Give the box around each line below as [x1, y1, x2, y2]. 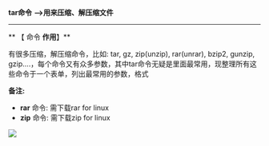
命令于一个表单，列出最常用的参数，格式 [14, 69, 149, 78]
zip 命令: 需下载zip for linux [19, 113, 110, 122]
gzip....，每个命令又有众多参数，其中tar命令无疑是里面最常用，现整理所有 [8, 59, 251, 69]
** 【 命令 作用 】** [8, 32, 70, 41]
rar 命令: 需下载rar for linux [19, 103, 110, 112]
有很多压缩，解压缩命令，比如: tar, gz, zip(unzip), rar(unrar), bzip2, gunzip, [8, 49, 255, 58]
